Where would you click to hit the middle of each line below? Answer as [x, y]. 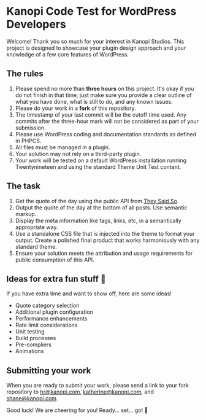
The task [24, 186]
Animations [29, 351]
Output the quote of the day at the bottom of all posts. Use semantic [101, 208]
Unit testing [30, 332]
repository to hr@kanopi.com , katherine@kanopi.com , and [80, 392]
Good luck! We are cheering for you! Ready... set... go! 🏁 [77, 410]
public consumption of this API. [55, 260]
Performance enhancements [51, 319]
